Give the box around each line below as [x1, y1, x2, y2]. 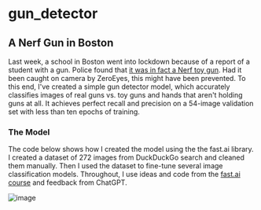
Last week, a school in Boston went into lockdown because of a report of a [8, 57, 250, 66]
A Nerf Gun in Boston [8, 36, 114, 50]
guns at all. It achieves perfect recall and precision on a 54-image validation [8, 99, 254, 108]
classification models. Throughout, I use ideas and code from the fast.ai [8, 170, 241, 179]
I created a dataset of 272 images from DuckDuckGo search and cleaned [8, 153, 245, 162]
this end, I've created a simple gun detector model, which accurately [8, 82, 230, 91]
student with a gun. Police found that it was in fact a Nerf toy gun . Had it [8, 65, 242, 75]
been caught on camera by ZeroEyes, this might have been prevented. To [8, 74, 246, 83]
